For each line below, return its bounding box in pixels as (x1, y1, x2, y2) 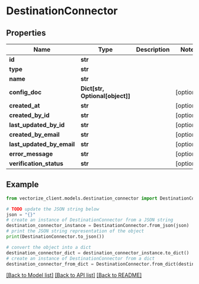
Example (6, 179, 39, 190)
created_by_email (9, 131, 60, 138)
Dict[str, (81, 84, 105, 93)
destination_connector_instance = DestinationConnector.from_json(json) (6, 223, 190, 229)
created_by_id (9, 111, 50, 119)
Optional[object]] (81, 92, 130, 100)
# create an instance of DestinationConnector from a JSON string (6, 217, 174, 223)
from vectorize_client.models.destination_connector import (6, 195, 158, 201)
